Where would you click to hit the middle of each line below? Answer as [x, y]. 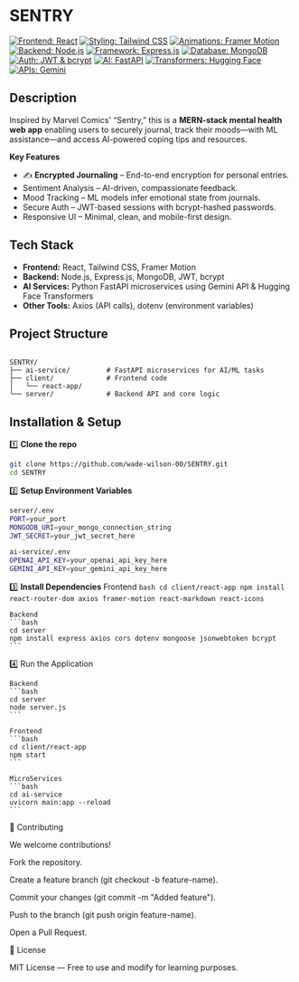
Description [43, 98]
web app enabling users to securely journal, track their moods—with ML [144, 129]
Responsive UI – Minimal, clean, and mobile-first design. [127, 216]
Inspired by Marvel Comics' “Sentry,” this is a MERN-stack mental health [146, 119]
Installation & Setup [65, 422]
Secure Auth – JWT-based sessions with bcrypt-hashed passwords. [149, 207]
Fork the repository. [46, 863]
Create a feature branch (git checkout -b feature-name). [114, 880]
